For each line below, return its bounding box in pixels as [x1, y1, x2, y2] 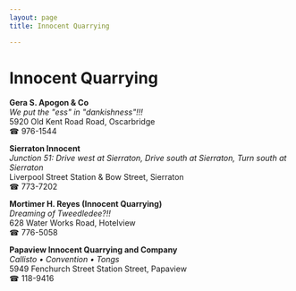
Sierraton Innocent [9, 143, 80, 154]
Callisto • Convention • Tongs [9, 254, 120, 265]
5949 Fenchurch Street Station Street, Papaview [9, 263, 188, 274]
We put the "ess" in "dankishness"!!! [9, 107, 143, 117]
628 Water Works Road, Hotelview [9, 218, 136, 228]
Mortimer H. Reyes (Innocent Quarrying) [9, 199, 163, 210]
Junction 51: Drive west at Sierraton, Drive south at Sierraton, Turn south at [9, 153, 287, 164]
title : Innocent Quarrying [9, 21, 110, 30]
